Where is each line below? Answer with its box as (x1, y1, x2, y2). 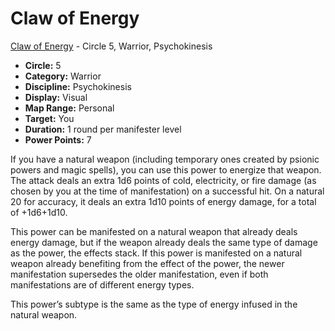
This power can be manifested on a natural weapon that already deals (10, 225, 298, 237)
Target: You (24, 112, 75, 124)
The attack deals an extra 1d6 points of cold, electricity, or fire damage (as (10, 174, 317, 186)
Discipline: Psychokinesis (24, 80, 132, 92)
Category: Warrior (24, 70, 102, 82)
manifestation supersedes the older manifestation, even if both (10, 268, 269, 280)
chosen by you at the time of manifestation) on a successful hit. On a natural (10, 185, 325, 197)
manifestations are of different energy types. (10, 278, 195, 291)
